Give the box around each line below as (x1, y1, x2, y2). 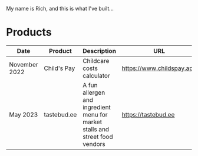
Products (6, 26, 52, 39)
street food (82, 132, 113, 141)
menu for (82, 110, 108, 118)
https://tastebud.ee (121, 110, 175, 118)
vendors (82, 140, 105, 148)
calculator (82, 71, 110, 79)
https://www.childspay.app (121, 64, 197, 72)
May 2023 (9, 110, 38, 118)
